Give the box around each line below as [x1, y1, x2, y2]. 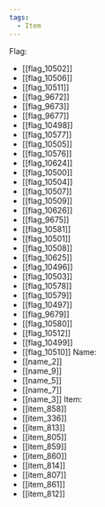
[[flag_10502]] [21, 63, 73, 74]
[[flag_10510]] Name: [21, 346, 97, 357]
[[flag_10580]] [21, 318, 73, 329]
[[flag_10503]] [21, 270, 73, 281]
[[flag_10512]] [21, 327, 71, 338]
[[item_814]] [21, 460, 66, 471]
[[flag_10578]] [21, 280, 72, 291]
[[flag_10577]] [21, 129, 72, 140]
